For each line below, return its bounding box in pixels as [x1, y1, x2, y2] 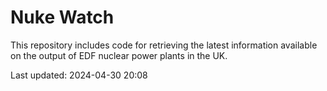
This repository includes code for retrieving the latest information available [10, 39, 318, 51]
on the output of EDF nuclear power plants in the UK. [10, 49, 228, 61]
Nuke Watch [10, 6, 115, 29]
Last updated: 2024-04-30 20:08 [10, 69, 148, 81]
